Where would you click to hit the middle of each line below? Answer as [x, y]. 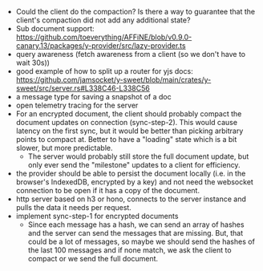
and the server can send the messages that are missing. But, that [136, 233]
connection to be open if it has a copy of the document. [108, 190]
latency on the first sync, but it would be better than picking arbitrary [129, 131]
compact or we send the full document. [93, 259]
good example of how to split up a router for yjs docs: [105, 71]
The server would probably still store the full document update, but [138, 156]
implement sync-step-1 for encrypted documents [97, 216]
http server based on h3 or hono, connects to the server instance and [131, 199]
